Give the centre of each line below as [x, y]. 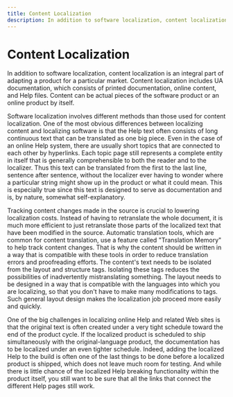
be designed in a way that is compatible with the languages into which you [114, 284]
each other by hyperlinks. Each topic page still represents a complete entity [115, 153]
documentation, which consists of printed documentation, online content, [112, 88]
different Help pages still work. [51, 386]
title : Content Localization [49, 14]
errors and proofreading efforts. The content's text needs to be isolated [109, 262]
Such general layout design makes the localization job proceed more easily [114, 299]
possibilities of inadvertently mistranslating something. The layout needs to [114, 277]
